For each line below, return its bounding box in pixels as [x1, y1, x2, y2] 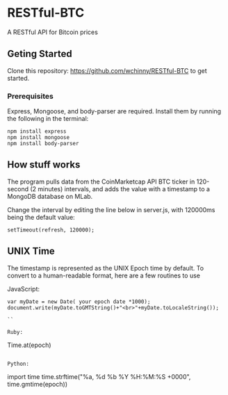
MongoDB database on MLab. [7, 192, 93, 200]
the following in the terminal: [7, 115, 89, 123]
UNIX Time [7, 245, 56, 257]
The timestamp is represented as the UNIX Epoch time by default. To [7, 264, 204, 272]
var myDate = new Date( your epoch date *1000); [7, 298, 151, 305]
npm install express [7, 128, 67, 135]
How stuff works [7, 159, 81, 171]
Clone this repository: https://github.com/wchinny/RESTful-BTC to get [7, 66, 207, 74]
